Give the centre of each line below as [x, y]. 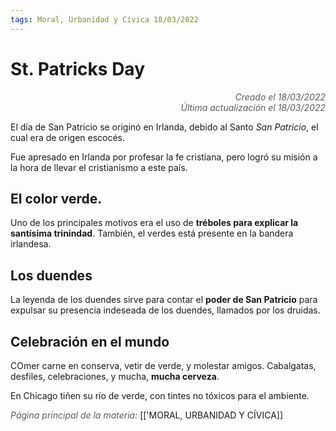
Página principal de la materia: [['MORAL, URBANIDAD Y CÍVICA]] [147, 415]
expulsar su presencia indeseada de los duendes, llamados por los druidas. [165, 310]
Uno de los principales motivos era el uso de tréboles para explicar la [154, 223]
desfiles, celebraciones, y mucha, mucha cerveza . [115, 376]
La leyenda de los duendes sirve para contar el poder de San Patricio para [164, 300]
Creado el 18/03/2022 [280, 97]
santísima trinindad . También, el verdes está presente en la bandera [152, 233]
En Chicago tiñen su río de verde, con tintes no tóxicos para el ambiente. [160, 395]
